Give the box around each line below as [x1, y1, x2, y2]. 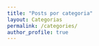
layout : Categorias [7, 16, 63, 23]
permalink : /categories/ [7, 22, 78, 29]
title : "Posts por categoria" [7, 9, 94, 17]
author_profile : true [7, 28, 69, 36]
